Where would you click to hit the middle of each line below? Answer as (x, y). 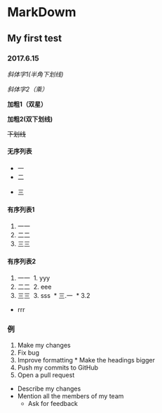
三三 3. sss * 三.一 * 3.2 (54, 296)
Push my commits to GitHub (58, 367)
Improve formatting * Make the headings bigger (86, 360)
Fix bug (28, 353)
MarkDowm (42, 12)
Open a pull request (46, 375)
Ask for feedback (53, 403)
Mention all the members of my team (70, 396)
